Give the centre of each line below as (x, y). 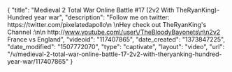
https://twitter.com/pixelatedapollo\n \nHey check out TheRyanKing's (107, 25)
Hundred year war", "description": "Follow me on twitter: (88, 17)
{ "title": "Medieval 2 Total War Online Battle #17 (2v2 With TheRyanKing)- (114, 10)
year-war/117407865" (38, 61)
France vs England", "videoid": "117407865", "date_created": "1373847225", (116, 39)
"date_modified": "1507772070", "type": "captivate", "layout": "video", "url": (116, 47)
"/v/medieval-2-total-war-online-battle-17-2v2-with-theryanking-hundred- (115, 54)
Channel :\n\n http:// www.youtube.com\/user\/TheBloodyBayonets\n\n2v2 (114, 32)
